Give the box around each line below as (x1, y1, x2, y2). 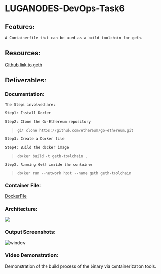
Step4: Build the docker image (5, 145, 69, 150)
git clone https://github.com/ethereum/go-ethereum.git (17, 128, 134, 133)
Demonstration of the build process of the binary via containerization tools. (5, 263, 157, 269)
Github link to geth (5, 62, 43, 68)
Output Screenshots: (5, 229, 56, 236)
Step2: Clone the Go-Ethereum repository (5, 119, 91, 124)
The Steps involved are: (5, 102, 56, 107)
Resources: (5, 49, 41, 57)
